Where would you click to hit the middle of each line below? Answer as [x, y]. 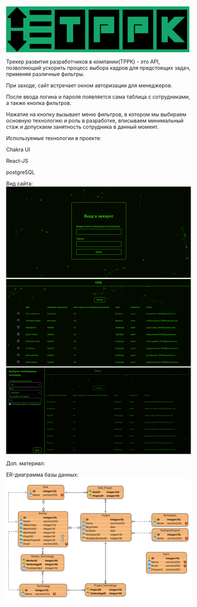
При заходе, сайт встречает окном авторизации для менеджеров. [89, 85]
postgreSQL [21, 172]
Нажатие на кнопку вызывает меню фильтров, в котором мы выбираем [96, 114]
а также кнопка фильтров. [39, 103]
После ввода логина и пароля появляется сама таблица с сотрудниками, [98, 97]
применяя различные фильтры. [45, 74]
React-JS [17, 161]
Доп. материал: [26, 463]
